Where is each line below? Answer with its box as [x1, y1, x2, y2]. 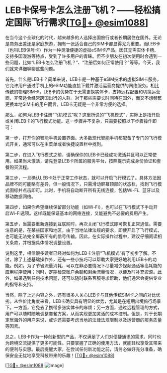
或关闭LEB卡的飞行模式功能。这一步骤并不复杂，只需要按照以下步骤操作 [5, 118, 153, 124]
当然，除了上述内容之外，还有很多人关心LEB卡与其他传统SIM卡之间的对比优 [5, 292, 161, 298]
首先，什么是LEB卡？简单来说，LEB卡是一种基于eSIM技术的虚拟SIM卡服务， [5, 76, 162, 82]
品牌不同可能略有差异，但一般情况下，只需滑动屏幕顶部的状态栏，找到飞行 [5, 181, 158, 187]
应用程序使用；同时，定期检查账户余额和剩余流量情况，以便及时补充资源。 [5, 269, 158, 275]
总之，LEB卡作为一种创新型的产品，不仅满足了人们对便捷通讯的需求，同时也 [5, 334, 162, 340]
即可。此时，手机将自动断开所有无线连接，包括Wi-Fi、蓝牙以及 [31, 187, 160, 193]
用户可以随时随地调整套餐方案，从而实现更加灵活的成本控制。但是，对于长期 [5, 310, 162, 317]
